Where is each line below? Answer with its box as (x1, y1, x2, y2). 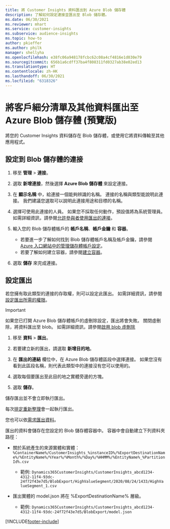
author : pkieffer (5, 41, 42, 46)
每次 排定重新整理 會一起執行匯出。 (5, 406, 77, 412)
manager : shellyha (5, 50, 44, 55)
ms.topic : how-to (5, 36, 42, 41)
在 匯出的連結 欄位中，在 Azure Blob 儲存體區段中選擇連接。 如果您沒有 (12, 357, 162, 363)
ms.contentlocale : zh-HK (5, 69, 58, 74)
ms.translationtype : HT (5, 64, 56, 69)
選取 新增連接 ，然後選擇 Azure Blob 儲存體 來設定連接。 (12, 180, 130, 186)
